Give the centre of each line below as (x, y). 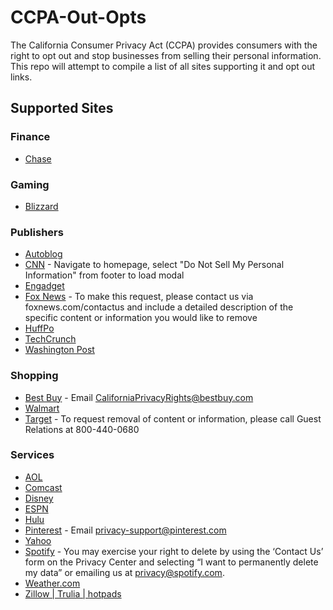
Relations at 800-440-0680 (82, 429)
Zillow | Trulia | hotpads (73, 593)
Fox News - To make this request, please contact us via (139, 297)
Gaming (30, 184)
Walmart (42, 408)
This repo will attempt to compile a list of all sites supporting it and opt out (163, 66)
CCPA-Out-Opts (78, 17)
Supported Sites (62, 108)
